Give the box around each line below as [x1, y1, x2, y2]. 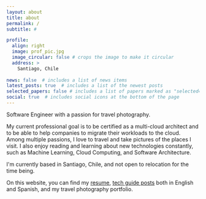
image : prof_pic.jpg [12, 48, 64, 55]
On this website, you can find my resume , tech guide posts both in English [6, 179, 194, 186]
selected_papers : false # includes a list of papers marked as [6, 88, 172, 95]
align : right [12, 43, 45, 49]
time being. [6, 167, 35, 175]
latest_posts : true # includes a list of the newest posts [6, 83, 164, 89]
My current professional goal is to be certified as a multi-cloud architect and [6, 122, 199, 130]
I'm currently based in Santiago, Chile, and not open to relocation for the [6, 160, 189, 168]
